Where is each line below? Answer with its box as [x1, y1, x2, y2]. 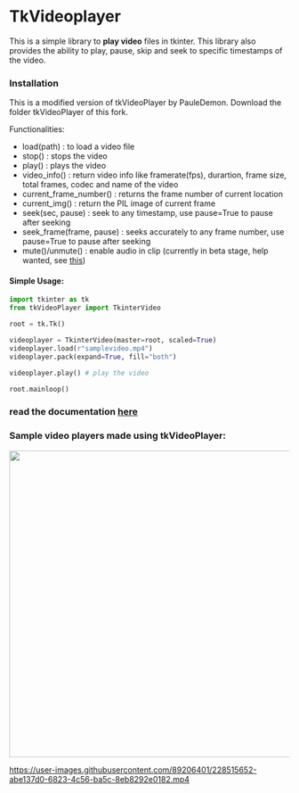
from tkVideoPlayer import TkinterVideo [9, 303, 162, 313]
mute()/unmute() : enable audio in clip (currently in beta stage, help [21, 245, 269, 256]
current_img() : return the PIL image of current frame [21, 198, 216, 209]
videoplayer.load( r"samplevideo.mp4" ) [9, 343, 153, 353]
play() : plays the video [21, 161, 107, 171]
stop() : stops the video [21, 151, 109, 161]
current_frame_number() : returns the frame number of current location [21, 189, 283, 200]
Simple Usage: [9, 275, 65, 286]
